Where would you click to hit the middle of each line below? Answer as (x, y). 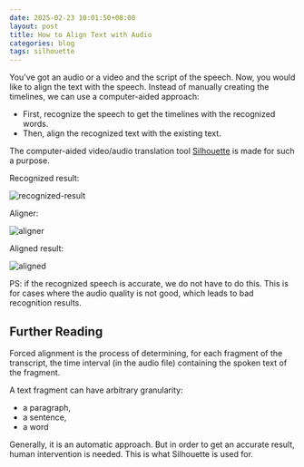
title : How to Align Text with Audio (81, 34)
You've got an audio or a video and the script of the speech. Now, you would (152, 77)
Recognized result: (44, 179)
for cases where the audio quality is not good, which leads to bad (132, 293)
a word (35, 426)
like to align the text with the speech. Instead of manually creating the (139, 87)
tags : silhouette (42, 52)
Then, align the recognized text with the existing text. (122, 133)
